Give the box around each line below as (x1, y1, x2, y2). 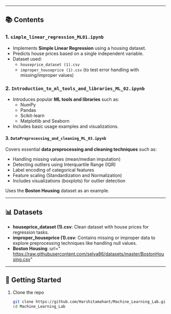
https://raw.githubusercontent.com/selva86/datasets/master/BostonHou (12, 251, 164, 257)
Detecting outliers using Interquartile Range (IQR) (12, 161, 116, 168)
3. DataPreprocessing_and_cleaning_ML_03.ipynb (5, 135, 106, 141)
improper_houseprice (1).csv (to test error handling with (20, 67, 139, 73)
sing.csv (12, 256, 31, 262)
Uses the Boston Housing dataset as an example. (5, 188, 109, 194)
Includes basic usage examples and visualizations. (12, 123, 119, 129)
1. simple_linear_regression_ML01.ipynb (5, 34, 104, 41)
